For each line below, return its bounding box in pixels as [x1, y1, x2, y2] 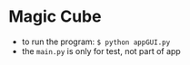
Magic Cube [8, 6, 102, 27]
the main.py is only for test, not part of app [21, 45, 181, 56]
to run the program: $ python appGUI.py [21, 36, 171, 47]
